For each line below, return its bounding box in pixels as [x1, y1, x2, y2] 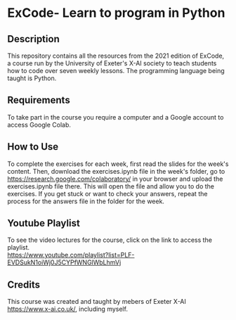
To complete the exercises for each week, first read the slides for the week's [7, 160, 229, 168]
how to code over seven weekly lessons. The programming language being [7, 67, 225, 75]
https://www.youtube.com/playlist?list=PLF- [7, 251, 135, 260]
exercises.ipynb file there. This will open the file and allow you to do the [7, 181, 215, 191]
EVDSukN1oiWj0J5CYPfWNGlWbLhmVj [7, 258, 122, 267]
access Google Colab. [7, 120, 72, 129]
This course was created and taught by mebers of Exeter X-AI [7, 297, 186, 306]
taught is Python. [7, 74, 57, 82]
